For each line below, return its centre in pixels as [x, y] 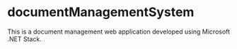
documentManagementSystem [101, 12]
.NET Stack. [25, 38]
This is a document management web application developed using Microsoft [119, 31]
